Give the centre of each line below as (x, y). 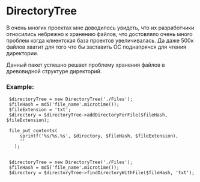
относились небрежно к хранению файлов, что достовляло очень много (100, 34)
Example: (20, 86)
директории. (23, 53)
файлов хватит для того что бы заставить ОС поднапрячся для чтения (96, 47)
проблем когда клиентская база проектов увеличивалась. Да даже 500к (100, 40)
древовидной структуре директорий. (54, 71)
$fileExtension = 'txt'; (40, 110)
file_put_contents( (33, 131)
